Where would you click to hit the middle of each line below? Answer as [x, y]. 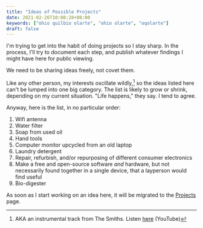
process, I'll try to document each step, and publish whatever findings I [95, 52]
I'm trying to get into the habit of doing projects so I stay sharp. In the [92, 46]
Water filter [29, 125]
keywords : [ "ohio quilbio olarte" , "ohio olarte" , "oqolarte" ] [88, 23]
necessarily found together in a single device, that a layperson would [101, 170]
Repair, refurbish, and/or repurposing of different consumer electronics [104, 157]
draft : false [23, 29]
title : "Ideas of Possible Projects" [54, 12]
